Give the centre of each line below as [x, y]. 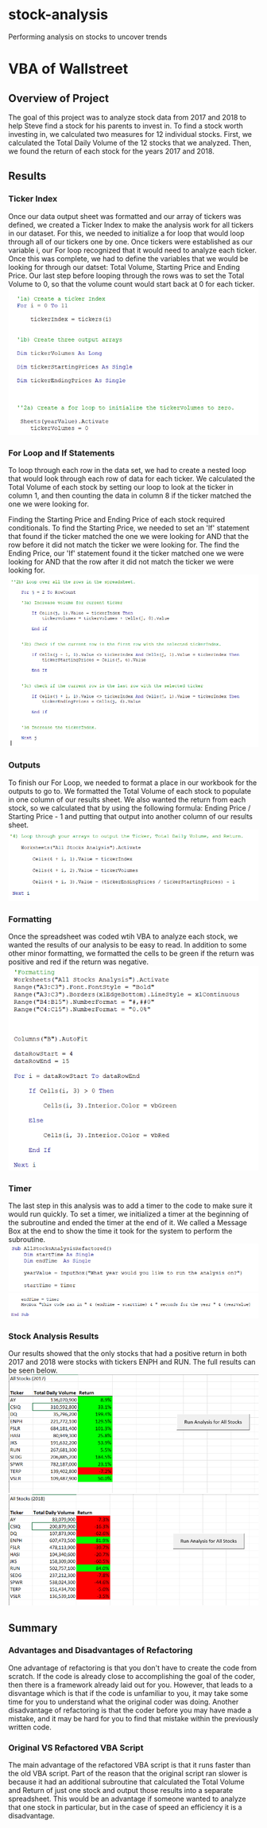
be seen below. [33, 1370]
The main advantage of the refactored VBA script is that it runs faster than [130, 1765]
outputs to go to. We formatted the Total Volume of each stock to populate [130, 791]
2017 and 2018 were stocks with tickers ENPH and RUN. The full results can [132, 1362]
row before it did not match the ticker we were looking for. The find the [124, 545]
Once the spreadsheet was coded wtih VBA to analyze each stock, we [123, 936]
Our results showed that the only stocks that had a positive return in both [128, 1353]
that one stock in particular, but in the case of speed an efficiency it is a [125, 1807]
